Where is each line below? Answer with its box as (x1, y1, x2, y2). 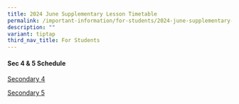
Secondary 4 (7, 75, 46, 83)
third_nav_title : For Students (7, 37, 100, 44)
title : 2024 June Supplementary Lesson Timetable (7, 10, 158, 18)
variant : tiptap (7, 30, 55, 38)
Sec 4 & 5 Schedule (7, 58, 66, 68)
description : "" (7, 24, 55, 31)
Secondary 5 (7, 88, 45, 97)
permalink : (7, 17, 40, 24)
